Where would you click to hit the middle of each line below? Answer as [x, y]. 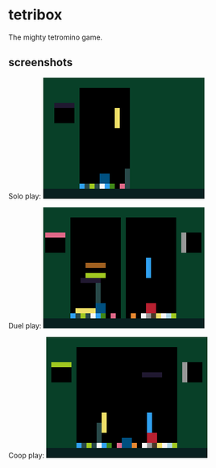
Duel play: [25, 325]
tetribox [35, 15]
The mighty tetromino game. [56, 37]
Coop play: [27, 455]
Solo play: [25, 196]
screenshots [41, 63]
